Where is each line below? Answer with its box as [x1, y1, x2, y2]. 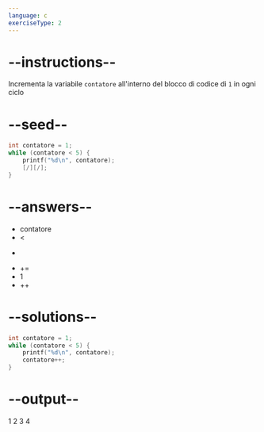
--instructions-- [8, 53, 117, 71]
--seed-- [8, 116, 68, 133]
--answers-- [8, 197, 93, 216]
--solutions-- [8, 308, 98, 326]
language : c [8, 11, 48, 20]
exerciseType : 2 [8, 19, 62, 27]
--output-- [8, 390, 79, 408]
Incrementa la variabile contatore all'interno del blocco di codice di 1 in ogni [8, 79, 256, 89]
